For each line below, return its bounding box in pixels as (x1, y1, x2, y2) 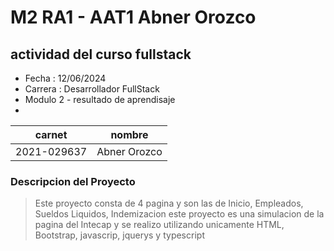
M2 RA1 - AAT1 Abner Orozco (10, 6, 257, 29)
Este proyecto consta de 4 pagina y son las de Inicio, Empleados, (34, 197, 304, 210)
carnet (34, 128, 68, 141)
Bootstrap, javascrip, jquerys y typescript (34, 229, 205, 241)
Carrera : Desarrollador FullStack (24, 83, 160, 95)
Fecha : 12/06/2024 (24, 72, 107, 84)
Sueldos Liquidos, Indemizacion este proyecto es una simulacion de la (34, 208, 325, 220)
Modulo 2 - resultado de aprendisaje (24, 94, 176, 105)
